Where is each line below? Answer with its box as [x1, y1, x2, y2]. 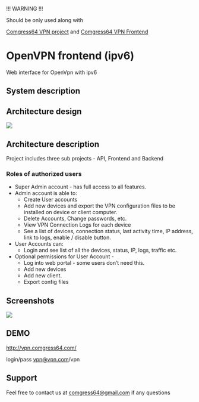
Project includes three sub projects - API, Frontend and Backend [6, 154, 164, 162]
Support [6, 373, 37, 384]
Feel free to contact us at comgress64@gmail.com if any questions [6, 389, 170, 396]
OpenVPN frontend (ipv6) [6, 49, 135, 63]
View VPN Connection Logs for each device [23, 221, 131, 228]
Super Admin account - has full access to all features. [14, 183, 147, 190]
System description [6, 86, 81, 96]
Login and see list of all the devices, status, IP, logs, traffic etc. [23, 247, 177, 254]
